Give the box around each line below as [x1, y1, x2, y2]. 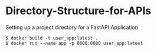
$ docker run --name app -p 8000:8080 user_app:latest [5, 40, 143, 46]
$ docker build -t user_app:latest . [5, 35, 99, 41]
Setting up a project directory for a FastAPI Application [5, 24, 138, 31]
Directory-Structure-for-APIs [5, 4, 152, 18]
